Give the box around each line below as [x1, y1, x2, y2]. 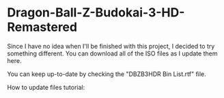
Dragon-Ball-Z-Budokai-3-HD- [7, 5, 185, 21]
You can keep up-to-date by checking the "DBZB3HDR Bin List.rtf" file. [7, 70, 206, 78]
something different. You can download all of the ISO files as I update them [7, 49, 218, 58]
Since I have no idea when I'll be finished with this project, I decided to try [7, 42, 215, 50]
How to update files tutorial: [7, 83, 85, 91]
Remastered [7, 19, 77, 35]
